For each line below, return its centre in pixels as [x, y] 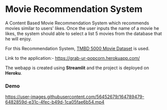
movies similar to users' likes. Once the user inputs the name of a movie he [82, 28]
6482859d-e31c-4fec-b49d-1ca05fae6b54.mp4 [55, 102]
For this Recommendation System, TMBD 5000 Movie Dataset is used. [77, 48]
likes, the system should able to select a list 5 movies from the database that [83, 33]
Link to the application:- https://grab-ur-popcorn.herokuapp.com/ [73, 58]
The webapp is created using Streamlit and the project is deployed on [77, 68]
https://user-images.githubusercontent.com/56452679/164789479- [75, 97]
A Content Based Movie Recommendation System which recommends [77, 23]
